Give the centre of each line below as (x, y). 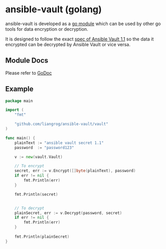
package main (19, 101)
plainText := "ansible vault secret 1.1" (59, 143)
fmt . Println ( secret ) (36, 194)
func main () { (20, 138)
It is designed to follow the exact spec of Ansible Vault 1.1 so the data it (80, 39)
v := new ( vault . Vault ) (39, 157)
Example (19, 89)
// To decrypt (29, 208)
